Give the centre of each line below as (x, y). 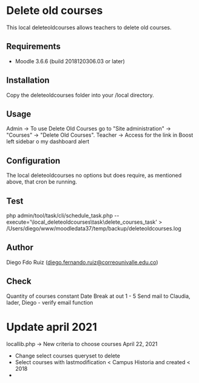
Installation (28, 81)
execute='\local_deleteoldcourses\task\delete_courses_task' (82, 222)
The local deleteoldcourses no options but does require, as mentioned (94, 175)
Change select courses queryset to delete (67, 356)
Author (20, 248)
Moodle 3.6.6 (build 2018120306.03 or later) (70, 61)
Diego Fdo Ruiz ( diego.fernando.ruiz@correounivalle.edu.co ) (83, 262)
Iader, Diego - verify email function (50, 302)
